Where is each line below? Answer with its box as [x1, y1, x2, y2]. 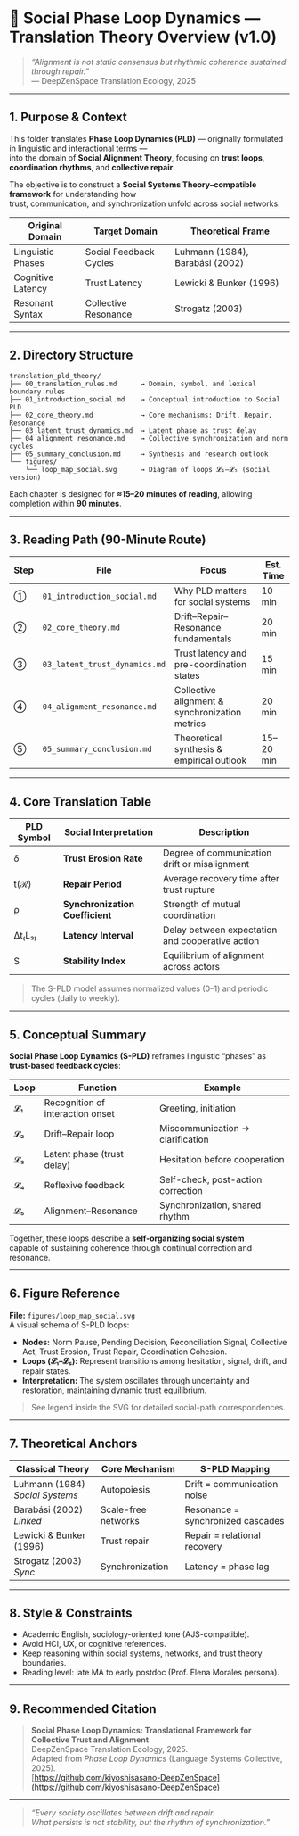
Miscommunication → [159, 1122, 251, 1134]
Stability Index [62, 955, 126, 967]
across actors [163, 961, 221, 973]
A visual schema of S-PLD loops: [9, 1319, 130, 1330]
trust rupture [163, 883, 216, 896]
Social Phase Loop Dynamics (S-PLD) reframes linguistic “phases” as [9, 1051, 267, 1061]
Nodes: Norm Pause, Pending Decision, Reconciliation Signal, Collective [21, 1336, 287, 1347]
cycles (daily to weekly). [30, 993, 120, 1004]
